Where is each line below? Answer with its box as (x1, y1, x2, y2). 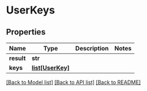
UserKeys (6, 4, 55, 17)
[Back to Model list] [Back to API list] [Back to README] (6, 79, 141, 86)
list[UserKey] (31, 64, 70, 72)
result (9, 54, 26, 62)
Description (75, 45, 109, 52)
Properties (6, 27, 46, 37)
